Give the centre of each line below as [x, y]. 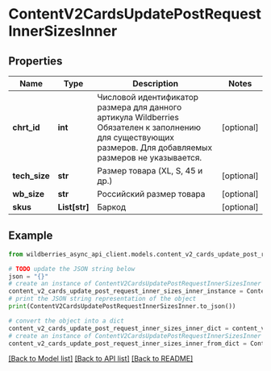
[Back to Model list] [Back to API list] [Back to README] [101, 359]
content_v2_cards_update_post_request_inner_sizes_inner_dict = [119, 328]
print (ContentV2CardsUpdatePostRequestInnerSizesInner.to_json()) [122, 306]
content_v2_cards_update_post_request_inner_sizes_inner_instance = [126, 291]
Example [31, 236]
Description [156, 83]
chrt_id [26, 127]
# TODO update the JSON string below [72, 269]
